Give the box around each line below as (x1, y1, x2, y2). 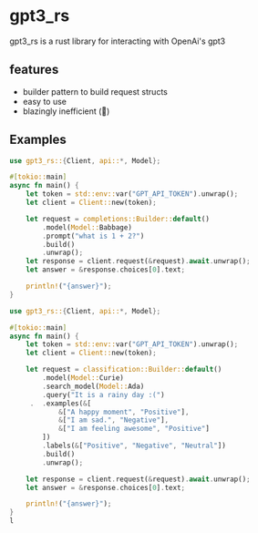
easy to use (22, 96, 67, 107)
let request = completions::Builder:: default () (26, 214, 210, 223)
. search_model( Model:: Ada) (42, 382, 145, 391)
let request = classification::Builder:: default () (26, 365, 222, 374)
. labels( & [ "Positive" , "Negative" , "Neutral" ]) (42, 441, 226, 451)
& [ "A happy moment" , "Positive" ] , (57, 407, 190, 416)
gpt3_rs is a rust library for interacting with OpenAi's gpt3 (9, 36, 226, 46)
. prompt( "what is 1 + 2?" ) (42, 231, 145, 241)
